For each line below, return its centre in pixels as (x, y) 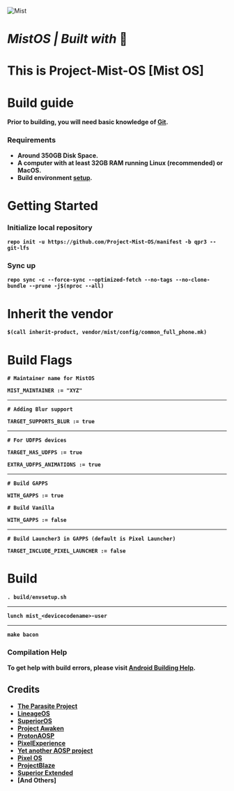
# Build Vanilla (31, 508)
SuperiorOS (34, 721)
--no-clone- (193, 280)
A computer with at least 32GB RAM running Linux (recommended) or (120, 163)
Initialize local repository (50, 227)
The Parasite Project (47, 706)
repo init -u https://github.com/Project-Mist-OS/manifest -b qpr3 (107, 242)
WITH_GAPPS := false (37, 520)
